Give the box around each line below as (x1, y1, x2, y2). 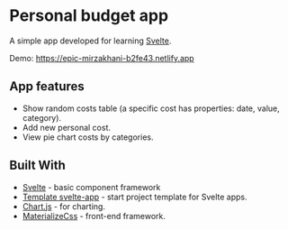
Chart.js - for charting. (22, 200, 106, 212)
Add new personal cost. (22, 122, 111, 133)
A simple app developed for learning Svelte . (9, 35, 172, 46)
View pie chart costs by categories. (22, 132, 154, 143)
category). (22, 112, 61, 123)
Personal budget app (9, 5, 169, 26)
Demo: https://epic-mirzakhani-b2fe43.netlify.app (9, 52, 195, 63)
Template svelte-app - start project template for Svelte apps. (22, 191, 247, 202)
